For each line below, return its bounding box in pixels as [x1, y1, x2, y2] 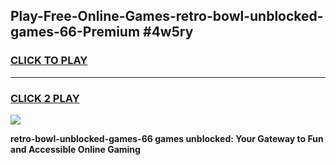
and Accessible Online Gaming [10, 143, 141, 155]
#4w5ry [143, 24, 194, 41]
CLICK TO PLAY [10, 54, 88, 68]
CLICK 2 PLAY [10, 91, 80, 105]
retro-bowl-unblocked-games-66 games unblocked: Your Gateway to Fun [10, 132, 324, 144]
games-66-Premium [10, 24, 141, 41]
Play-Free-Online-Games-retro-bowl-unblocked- [10, 8, 324, 25]
